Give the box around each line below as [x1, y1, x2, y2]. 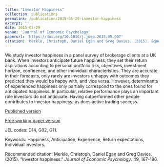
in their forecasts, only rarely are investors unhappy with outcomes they [5, 73, 150, 78]
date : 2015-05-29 [5, 25, 41, 30]
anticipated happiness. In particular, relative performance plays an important [5, 88, 159, 94]
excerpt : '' [5, 20, 29, 26]
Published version [5, 108, 41, 114]
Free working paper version [5, 117, 61, 123]
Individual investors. [5, 142, 45, 148]
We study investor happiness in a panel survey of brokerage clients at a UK [5, 52, 156, 58]
